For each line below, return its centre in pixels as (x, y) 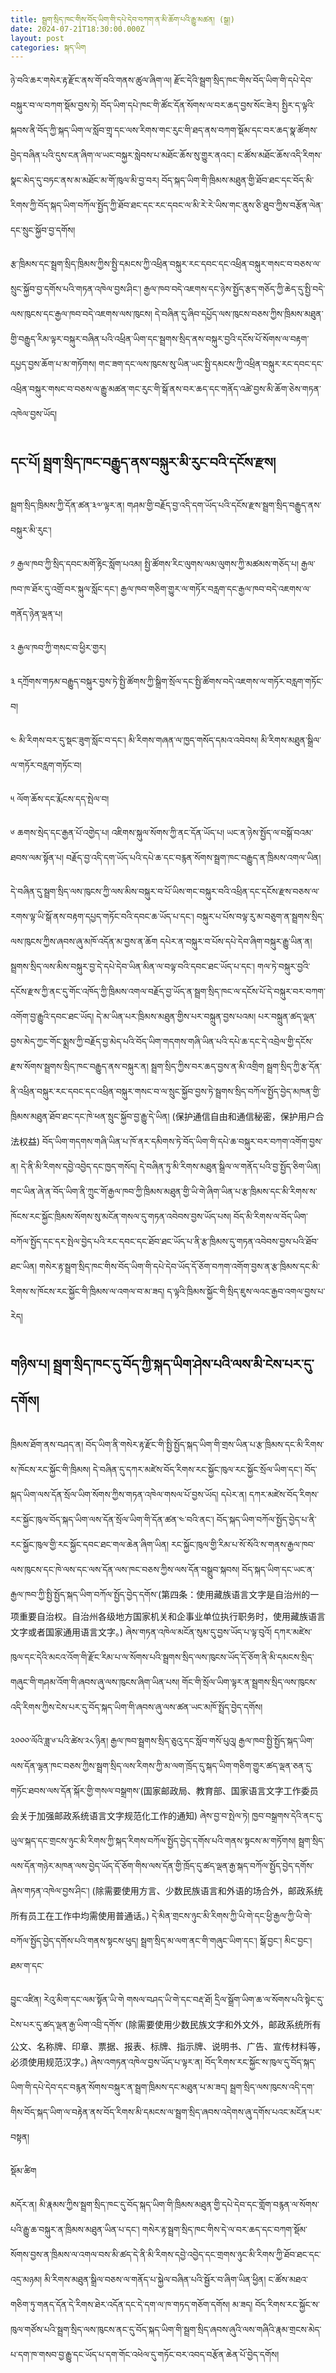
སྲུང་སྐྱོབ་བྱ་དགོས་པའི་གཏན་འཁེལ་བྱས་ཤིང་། (76, 289)
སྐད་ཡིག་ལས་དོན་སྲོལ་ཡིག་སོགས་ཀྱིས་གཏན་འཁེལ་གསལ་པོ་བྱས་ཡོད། (114, 1494)
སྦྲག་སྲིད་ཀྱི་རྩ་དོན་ (294, 1067)
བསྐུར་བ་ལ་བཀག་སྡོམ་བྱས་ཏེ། (54, 105)
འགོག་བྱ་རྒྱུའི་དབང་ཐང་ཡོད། (52, 1017)
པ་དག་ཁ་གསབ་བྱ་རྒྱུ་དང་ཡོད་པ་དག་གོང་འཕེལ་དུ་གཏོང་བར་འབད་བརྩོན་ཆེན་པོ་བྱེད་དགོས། (145, 2354)
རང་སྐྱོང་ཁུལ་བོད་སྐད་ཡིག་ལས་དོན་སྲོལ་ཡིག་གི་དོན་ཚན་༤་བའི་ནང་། (112, 1519)
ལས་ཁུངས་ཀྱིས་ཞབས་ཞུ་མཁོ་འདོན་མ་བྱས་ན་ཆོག (84, 942)
